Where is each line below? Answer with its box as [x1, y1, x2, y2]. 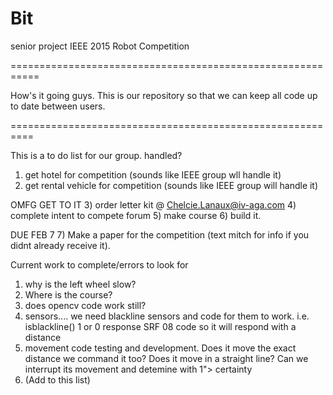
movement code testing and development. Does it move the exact [24, 342, 297, 354]
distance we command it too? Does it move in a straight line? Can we [24, 352, 309, 364]
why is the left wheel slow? [24, 278, 137, 290]
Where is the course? [24, 288, 113, 301]
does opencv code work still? [24, 299, 147, 311]
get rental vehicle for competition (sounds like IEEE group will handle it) [24, 179, 319, 191]
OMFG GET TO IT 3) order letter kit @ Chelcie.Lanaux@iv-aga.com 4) [10, 198, 297, 211]
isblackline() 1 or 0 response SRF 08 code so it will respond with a [24, 320, 297, 332]
